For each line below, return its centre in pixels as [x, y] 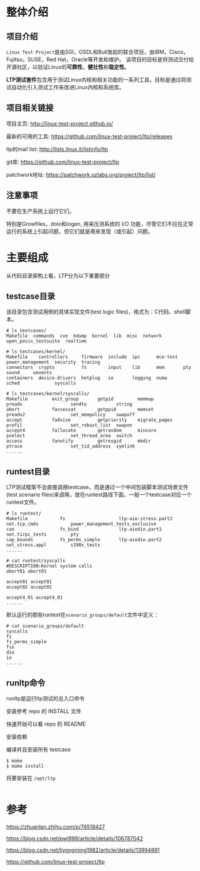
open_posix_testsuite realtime [46, 341]
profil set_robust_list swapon [69, 425]
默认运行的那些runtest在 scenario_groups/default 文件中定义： [83, 615]
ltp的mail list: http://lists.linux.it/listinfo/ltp [57, 149]
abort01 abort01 [26, 571]
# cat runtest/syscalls [36, 561]
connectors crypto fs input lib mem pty [99, 368]
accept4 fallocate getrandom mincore [81, 431]
